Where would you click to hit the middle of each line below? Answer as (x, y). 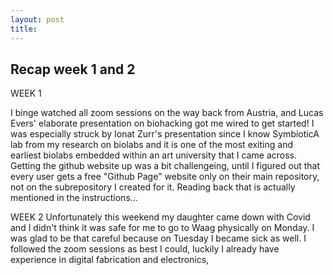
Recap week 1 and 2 (73, 69)
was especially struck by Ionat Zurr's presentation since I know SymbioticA (165, 134)
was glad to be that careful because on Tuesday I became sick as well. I (158, 238)
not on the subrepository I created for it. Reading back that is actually (153, 187)
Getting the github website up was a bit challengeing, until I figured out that (165, 166)
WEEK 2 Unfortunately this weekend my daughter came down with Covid (160, 217)
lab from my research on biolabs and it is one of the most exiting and (151, 145)
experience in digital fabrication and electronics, (110, 260)
